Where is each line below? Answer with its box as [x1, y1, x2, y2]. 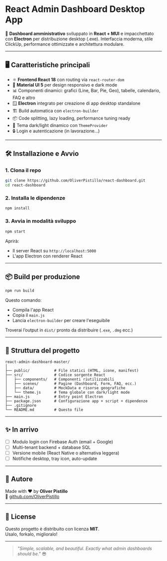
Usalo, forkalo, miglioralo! [5, 531, 58, 537]
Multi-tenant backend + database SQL [12, 444, 91, 450]
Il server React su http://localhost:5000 [12, 247, 96, 253]
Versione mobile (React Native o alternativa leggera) [12, 449, 120, 456]
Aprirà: [5, 238, 19, 244]
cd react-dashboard [5, 183, 46, 188]
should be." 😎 [17, 551, 47, 557]
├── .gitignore [5, 403, 37, 408]
